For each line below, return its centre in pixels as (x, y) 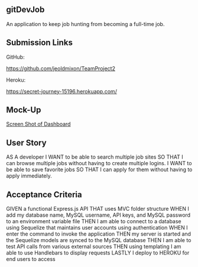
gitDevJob (25, 10)
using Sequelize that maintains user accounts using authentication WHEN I (97, 228)
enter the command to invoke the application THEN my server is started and (98, 234)
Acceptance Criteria (44, 194)
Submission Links (39, 43)
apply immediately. (29, 176)
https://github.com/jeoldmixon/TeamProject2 (61, 68)
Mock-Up (24, 110)
